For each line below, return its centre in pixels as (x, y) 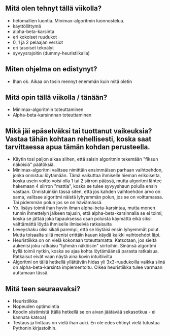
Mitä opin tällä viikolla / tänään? (56, 97)
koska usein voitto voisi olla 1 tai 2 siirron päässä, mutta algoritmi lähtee (87, 181)
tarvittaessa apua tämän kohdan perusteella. (78, 147)
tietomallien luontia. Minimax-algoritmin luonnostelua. (69, 20)
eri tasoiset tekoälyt (33, 47)
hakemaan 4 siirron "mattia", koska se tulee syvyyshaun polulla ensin (85, 186)
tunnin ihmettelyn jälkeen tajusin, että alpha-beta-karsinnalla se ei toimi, (88, 213)
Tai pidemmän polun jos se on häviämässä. (58, 203)
